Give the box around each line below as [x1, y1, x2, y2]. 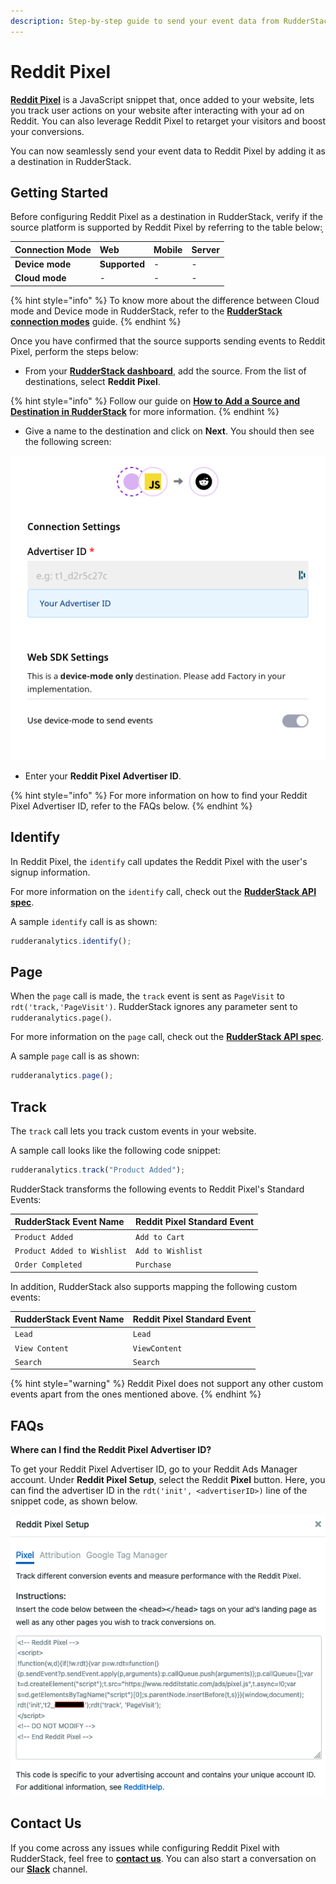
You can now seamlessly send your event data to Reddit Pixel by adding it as [10, 145, 326, 157]
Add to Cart [134, 1232, 185, 1242]
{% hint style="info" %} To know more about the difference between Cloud [10, 294, 320, 306]
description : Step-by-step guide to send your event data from [10, 16, 280, 26]
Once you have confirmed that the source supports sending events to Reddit [10, 335, 326, 347]
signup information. [10, 866, 91, 878]
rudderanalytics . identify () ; [10, 936, 132, 946]
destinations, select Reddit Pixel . [24, 375, 161, 387]
